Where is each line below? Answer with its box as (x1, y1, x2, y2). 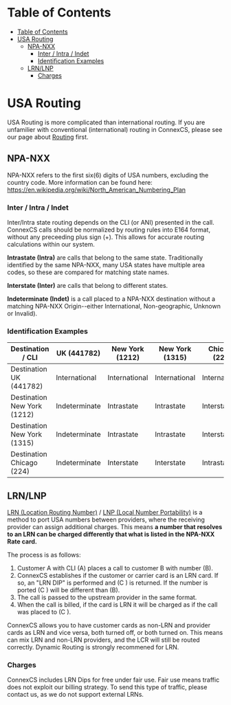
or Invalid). (7, 309, 38, 317)
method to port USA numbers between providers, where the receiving (7, 515, 205, 524)
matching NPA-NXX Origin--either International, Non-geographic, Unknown (7, 302, 221, 310)
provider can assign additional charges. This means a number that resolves (7, 523, 223, 531)
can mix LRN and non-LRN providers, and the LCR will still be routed (7, 636, 201, 644)
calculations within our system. (7, 240, 95, 248)
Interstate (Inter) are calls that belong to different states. (7, 281, 168, 289)
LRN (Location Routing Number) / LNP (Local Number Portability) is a (7, 508, 203, 517)
